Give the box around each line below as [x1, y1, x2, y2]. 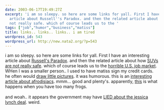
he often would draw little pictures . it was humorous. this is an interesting [5, 73, 152, 79]
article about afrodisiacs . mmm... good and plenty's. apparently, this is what [5, 78, 158, 84]
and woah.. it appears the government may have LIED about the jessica [5, 94, 148, 100]
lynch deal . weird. [5, 99, 41, 105]
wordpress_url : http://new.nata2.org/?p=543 [5, 39, 97, 44]
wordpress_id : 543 [5, 35, 42, 40]
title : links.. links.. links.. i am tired [5, 30, 95, 35]
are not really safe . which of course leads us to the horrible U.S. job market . [5, 63, 157, 68]
